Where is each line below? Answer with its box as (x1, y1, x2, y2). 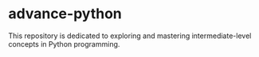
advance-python (8, 5, 122, 23)
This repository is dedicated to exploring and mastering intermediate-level (8, 31, 252, 40)
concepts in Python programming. (8, 39, 120, 48)
